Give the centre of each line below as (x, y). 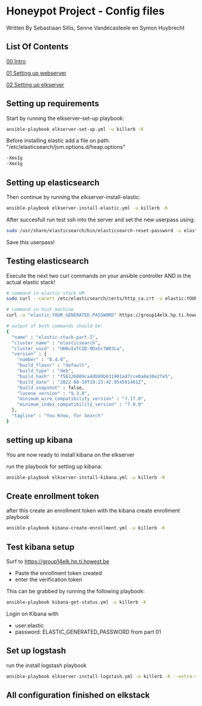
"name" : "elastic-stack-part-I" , (55, 337)
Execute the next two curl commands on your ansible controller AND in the (99, 276)
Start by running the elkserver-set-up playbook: (65, 118)
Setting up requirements (53, 104)
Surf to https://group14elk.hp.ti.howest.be (58, 561)
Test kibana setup (41, 547)
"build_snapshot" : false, (51, 388)
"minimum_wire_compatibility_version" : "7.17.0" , (82, 399)
